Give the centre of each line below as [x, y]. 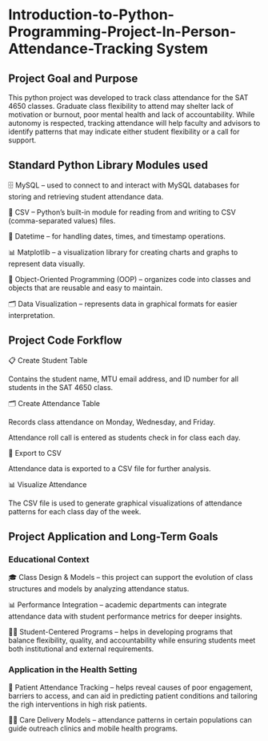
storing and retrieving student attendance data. [86, 196]
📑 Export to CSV [35, 453]
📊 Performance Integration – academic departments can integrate [118, 605]
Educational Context [49, 559]
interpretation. [32, 315]
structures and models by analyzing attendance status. [99, 589]
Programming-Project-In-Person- [122, 32]
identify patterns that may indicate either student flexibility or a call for [124, 131]
